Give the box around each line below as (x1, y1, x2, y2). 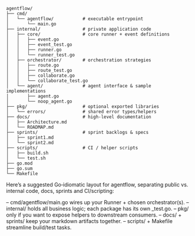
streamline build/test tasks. (6, 224, 72, 231)
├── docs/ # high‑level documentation (6, 114, 151, 120)
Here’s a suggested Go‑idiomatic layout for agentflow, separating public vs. (6, 181, 189, 188)
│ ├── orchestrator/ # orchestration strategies (6, 57, 151, 63)
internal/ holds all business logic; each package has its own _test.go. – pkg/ (6, 205, 189, 212)
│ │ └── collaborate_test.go (6, 78, 88, 84)
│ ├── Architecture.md (6, 119, 67, 125)
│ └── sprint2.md (6, 140, 54, 146)
